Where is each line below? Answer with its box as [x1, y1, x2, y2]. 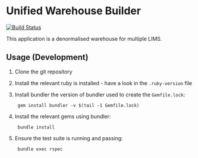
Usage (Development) [6, 52, 89, 63]
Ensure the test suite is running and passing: [14, 134, 123, 141]
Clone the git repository [14, 68, 73, 75]
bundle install [17, 124, 55, 130]
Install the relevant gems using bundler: [14, 112, 111, 120]
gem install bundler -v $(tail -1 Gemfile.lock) [17, 102, 140, 108]
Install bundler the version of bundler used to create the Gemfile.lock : [14, 91, 186, 98]
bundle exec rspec [17, 146, 63, 152]
